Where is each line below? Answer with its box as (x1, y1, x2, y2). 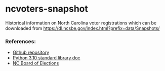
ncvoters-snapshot (5, 3, 89, 15)
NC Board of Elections (12, 60, 59, 66)
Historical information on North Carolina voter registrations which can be (5, 20, 157, 26)
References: (5, 38, 36, 45)
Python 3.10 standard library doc (12, 55, 80, 61)
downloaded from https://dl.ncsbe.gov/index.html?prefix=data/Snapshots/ (5, 25, 160, 31)
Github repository (12, 49, 50, 56)
